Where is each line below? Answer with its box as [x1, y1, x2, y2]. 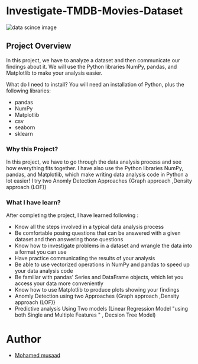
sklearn [14, 130, 34, 137]
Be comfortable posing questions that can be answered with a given [14, 229, 181, 237]
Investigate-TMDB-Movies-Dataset [6, 4, 183, 18]
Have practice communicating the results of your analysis [14, 255, 155, 262]
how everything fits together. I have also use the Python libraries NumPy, [6, 165, 183, 172]
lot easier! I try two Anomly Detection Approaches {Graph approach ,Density [6, 177, 192, 184]
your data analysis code [14, 267, 73, 274]
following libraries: [6, 87, 51, 94]
